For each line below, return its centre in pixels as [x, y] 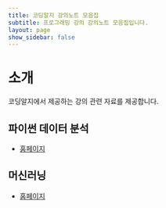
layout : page [29, 30]
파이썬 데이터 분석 [49, 129]
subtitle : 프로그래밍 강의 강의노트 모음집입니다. [78, 23]
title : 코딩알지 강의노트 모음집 [54, 15]
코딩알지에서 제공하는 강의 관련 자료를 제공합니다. [83, 102]
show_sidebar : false [42, 37]
